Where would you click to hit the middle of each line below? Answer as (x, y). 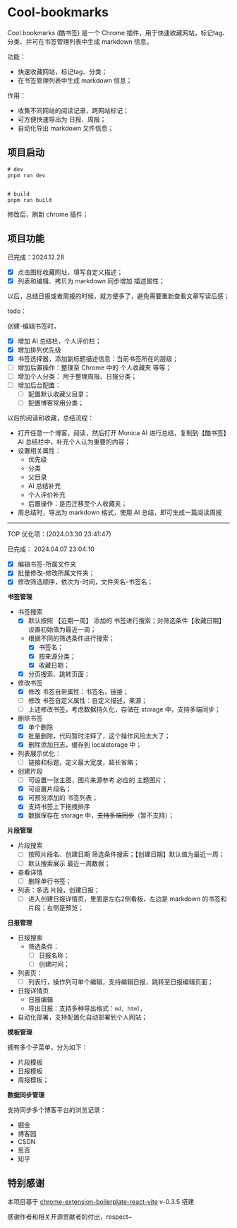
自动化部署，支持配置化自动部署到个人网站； (83, 1017)
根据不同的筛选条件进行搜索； (71, 638)
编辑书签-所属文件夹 (47, 564)
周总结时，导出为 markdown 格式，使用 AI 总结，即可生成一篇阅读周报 (120, 512)
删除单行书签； (50, 881)
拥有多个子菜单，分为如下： (48, 1047)
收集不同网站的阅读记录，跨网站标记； (73, 110)
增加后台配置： (39, 385)
